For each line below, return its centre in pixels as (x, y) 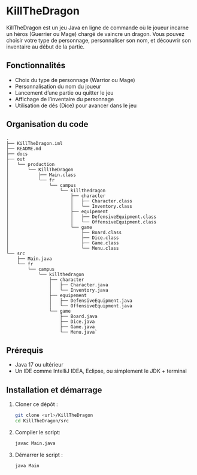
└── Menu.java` (78, 332)
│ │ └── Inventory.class (69, 206)
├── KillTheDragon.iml (34, 143)
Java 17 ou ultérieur (39, 365)
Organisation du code (47, 124)
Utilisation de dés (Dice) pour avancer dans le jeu (76, 105)
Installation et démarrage (54, 390)
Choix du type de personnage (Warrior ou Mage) (75, 80)
